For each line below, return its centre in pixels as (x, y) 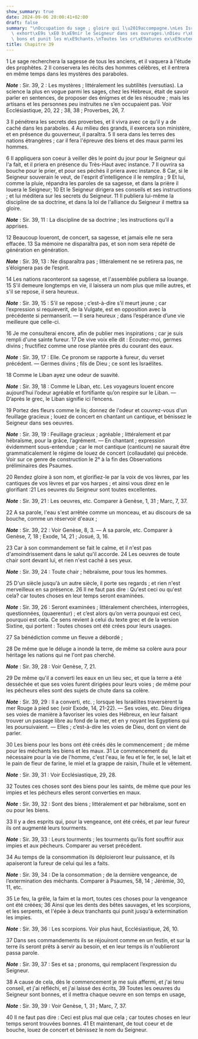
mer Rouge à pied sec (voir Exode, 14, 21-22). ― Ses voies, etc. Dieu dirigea (98, 708)
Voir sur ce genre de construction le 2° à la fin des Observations (84, 459)
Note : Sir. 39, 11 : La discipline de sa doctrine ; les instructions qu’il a (90, 219)
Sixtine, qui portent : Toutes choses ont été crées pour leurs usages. (89, 626)
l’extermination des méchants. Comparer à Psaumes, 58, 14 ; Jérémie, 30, (95, 881)
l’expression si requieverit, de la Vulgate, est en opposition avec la (86, 309)
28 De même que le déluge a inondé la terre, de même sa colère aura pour (97, 649)
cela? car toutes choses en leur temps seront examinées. (75, 596)
